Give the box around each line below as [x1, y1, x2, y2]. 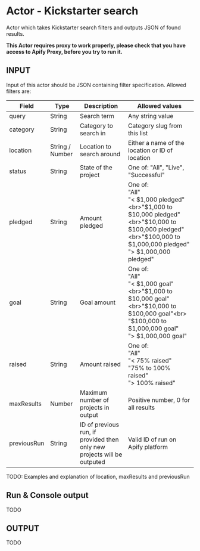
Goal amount [80, 298, 116, 307]
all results [127, 403, 155, 411]
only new [80, 442, 105, 451]
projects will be [80, 450, 123, 459]
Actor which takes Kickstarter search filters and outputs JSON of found [6, 24, 181, 31]
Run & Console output [6, 490, 89, 500]
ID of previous [80, 420, 119, 429]
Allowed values [137, 101, 182, 110]
